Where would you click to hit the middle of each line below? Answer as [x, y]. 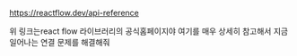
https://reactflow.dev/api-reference [74, 13]
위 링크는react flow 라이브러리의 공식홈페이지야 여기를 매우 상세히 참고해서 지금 [149, 31]
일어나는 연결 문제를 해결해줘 [60, 42]
